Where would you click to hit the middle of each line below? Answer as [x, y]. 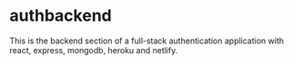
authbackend [61, 16]
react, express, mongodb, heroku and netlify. [94, 50]
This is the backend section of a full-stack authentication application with [147, 41]
